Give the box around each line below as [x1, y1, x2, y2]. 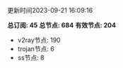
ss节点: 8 [17, 53, 45, 62]
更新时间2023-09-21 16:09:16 [7, 6, 93, 14]
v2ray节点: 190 [17, 36, 61, 44]
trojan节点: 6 [17, 45, 54, 53]
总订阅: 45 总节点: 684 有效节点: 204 [7, 21, 117, 29]
